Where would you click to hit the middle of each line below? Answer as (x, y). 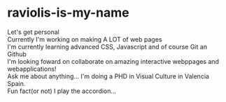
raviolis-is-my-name (68, 13)
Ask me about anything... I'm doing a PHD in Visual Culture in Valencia (108, 76)
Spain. (16, 83)
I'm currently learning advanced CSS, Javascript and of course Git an (107, 46)
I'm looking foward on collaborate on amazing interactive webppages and (113, 61)
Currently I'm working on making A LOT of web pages (85, 39)
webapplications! (32, 69)
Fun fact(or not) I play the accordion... (62, 91)
